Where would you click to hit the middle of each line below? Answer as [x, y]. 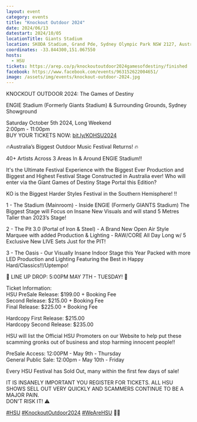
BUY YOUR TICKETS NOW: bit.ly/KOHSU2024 [62, 135]
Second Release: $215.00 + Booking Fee [55, 301]
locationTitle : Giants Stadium [44, 39]
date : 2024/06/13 [27, 28]
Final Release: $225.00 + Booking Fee [52, 307]
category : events [27, 17]
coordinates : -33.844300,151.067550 [51, 50]
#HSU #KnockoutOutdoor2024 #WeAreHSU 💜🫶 [63, 413]
